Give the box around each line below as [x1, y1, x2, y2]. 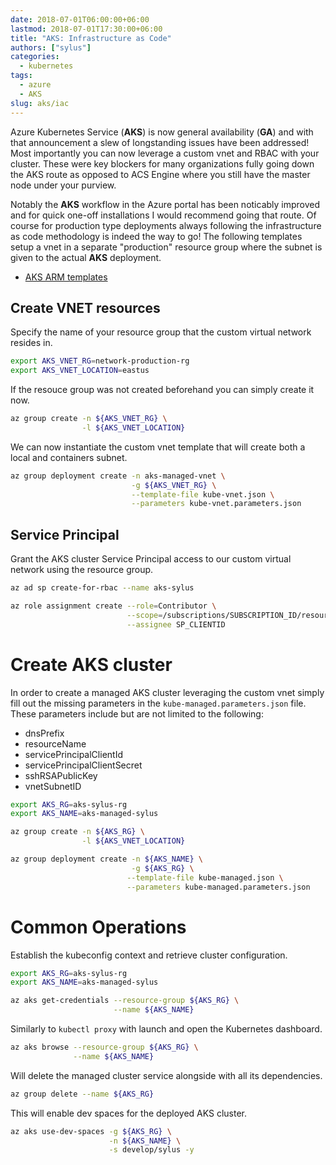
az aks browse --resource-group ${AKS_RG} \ [10, 1042, 199, 1052]
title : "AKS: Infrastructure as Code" [10, 33, 172, 43]
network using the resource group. [10, 564, 154, 576]
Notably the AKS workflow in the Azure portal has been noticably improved [10, 198, 321, 210]
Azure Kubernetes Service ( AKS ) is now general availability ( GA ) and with [10, 126, 314, 138]
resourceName [24, 737, 87, 750]
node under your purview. [10, 179, 117, 191]
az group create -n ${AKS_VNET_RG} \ [10, 414, 168, 424]
